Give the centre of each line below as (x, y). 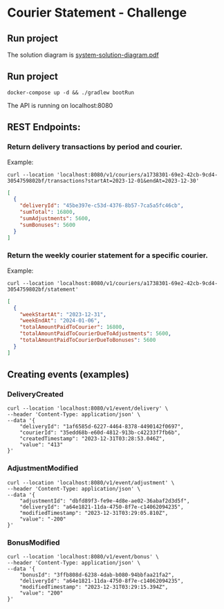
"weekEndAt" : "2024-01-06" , (60, 321)
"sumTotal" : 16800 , (48, 212)
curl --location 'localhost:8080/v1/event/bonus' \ (83, 556)
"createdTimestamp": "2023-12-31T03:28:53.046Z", (93, 439)
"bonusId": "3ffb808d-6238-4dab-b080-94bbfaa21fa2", (97, 575)
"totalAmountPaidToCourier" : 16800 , (73, 327)
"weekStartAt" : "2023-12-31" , (63, 314)
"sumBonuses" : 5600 (48, 225)
